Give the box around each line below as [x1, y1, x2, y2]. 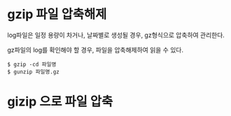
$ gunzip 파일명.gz [7, 68, 59, 75]
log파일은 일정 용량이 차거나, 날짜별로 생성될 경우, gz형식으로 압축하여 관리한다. [7, 31, 225, 39]
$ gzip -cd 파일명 [7, 61, 57, 68]
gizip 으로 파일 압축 [7, 94, 113, 110]
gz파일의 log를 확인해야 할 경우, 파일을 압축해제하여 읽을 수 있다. [7, 45, 184, 54]
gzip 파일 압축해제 [7, 6, 107, 22]
